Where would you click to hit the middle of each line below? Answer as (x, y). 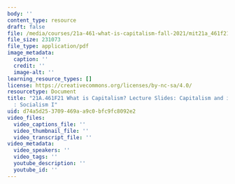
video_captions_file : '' (50, 124)
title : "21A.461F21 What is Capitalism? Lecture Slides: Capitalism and (115, 99)
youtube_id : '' (36, 170)
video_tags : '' (36, 157)
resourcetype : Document (42, 92)
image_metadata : (31, 53)
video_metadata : (31, 144)
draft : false (26, 27)
